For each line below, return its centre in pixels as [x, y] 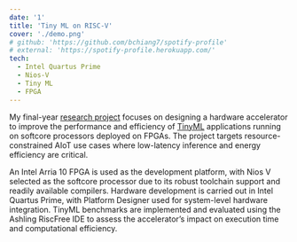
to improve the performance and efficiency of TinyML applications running [145, 126]
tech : [19, 59]
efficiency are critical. [49, 154]
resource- [262, 136]
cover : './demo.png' [47, 34]
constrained [31, 145]
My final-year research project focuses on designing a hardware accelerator [148, 117]
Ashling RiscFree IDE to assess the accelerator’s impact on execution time [144, 219]
